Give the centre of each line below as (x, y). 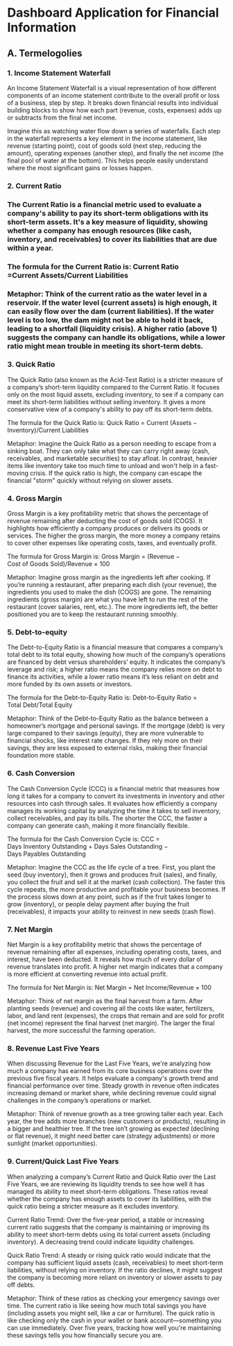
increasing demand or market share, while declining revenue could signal (112, 1093)
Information (42, 27)
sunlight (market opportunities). (52, 1143)
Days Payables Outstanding (47, 854)
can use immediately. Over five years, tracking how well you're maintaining (114, 1327)
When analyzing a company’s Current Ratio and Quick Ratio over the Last (112, 1177)
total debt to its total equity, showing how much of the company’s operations (116, 655)
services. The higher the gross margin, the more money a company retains (114, 535)
